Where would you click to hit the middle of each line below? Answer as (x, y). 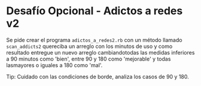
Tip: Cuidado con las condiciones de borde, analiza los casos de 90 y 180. (98, 77)
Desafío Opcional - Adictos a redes (95, 11)
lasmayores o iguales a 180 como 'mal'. (54, 65)
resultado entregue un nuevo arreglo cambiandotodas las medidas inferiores (100, 52)
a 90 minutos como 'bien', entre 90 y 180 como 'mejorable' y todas (89, 59)
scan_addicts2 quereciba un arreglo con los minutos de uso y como (89, 46)
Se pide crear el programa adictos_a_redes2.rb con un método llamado (94, 40)
